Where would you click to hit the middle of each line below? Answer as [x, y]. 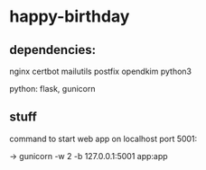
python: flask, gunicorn [53, 89]
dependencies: [53, 50]
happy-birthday [70, 17]
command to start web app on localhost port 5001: [103, 139]
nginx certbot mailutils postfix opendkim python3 [101, 71]
